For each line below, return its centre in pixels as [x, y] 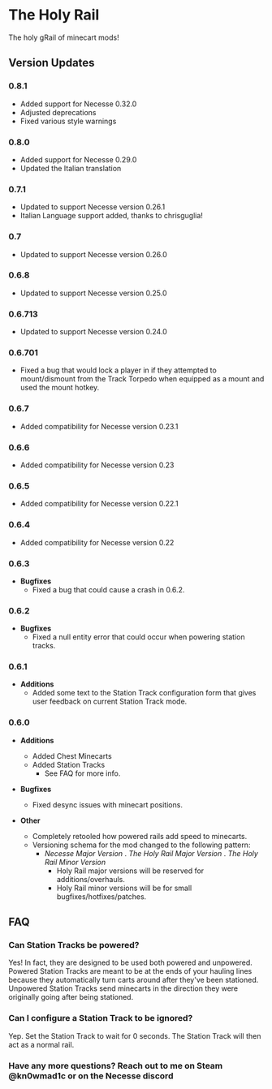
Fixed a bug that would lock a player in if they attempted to [118, 370]
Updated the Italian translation [71, 168]
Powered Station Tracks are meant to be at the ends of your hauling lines [130, 971]
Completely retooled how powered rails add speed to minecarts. [140, 836]
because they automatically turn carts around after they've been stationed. [134, 980]
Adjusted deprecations [58, 112]
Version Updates [52, 63]
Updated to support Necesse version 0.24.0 [94, 332]
